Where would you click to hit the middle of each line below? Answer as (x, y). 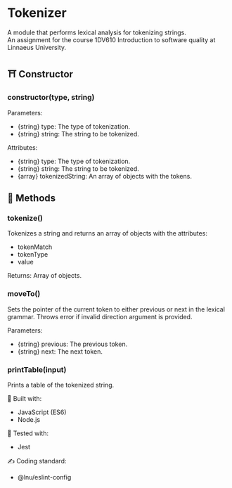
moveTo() (24, 294)
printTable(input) (37, 369)
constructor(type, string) (51, 98)
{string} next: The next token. (60, 351)
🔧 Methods (32, 198)
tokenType (33, 255)
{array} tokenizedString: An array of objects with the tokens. (104, 176)
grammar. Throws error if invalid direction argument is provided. (100, 316)
